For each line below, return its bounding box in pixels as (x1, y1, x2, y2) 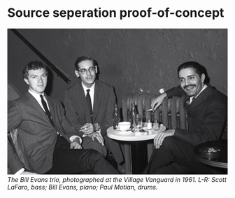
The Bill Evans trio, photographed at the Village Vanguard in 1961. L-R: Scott (7, 176, 227, 184)
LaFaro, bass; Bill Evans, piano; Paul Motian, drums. (7, 183, 158, 192)
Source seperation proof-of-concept (7, 5, 225, 21)
